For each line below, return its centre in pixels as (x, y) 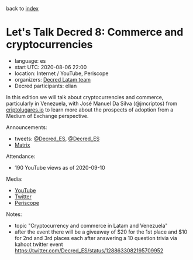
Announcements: (27, 127)
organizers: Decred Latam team (53, 79)
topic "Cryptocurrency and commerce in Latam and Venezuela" (91, 225)
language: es (30, 60)
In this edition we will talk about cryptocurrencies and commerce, (85, 97)
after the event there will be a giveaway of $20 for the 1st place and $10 (101, 232)
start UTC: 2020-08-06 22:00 (51, 67)
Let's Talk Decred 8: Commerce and (95, 32)
